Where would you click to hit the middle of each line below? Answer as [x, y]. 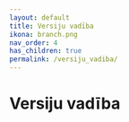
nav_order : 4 [34, 43]
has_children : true [46, 51]
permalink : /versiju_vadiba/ [64, 59]
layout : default [39, 17]
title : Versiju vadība [52, 26]
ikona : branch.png [43, 34]
